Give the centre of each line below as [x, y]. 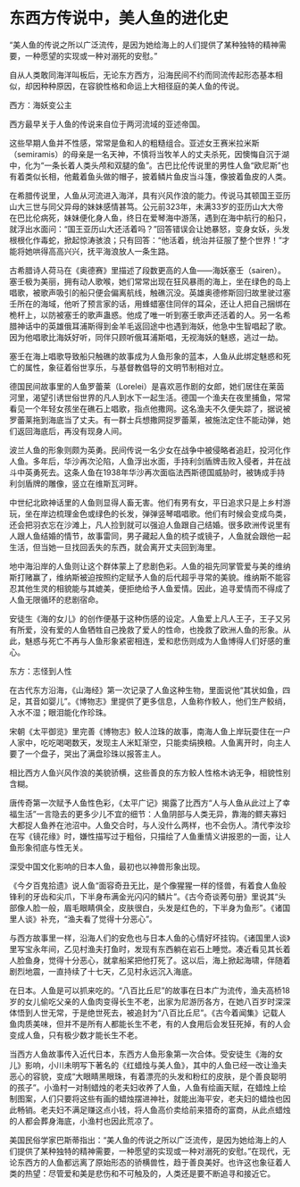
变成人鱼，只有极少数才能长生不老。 [76, 1035]
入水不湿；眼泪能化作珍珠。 [60, 712]
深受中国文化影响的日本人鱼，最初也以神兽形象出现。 [107, 866]
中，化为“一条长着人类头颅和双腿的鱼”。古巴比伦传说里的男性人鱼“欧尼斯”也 [149, 165]
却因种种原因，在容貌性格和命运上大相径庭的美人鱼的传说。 [134, 86]
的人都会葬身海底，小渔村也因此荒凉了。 [83, 1121]
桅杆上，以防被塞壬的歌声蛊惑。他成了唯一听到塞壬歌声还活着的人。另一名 [146, 314]
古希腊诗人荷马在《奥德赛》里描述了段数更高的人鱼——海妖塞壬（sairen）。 [148, 270]
